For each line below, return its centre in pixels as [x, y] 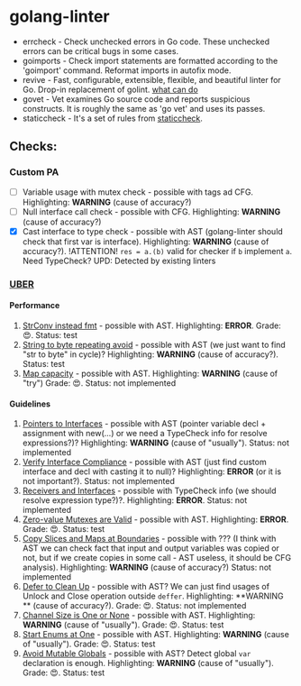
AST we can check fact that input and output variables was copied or [150, 548]
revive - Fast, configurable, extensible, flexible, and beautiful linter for [151, 79]
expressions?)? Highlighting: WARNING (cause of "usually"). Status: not [156, 443]
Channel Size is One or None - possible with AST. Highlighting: [139, 616]
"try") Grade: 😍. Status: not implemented [99, 383]
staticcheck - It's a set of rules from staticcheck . [112, 118]
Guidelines [30, 404]
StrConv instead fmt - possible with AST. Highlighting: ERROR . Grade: [151, 325]
